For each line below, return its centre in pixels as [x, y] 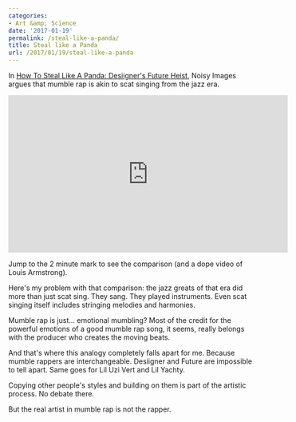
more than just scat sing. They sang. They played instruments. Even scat [128, 296]
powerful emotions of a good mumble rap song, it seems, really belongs [126, 329]
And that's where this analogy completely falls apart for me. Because [122, 353]
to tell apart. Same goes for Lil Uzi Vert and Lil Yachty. [97, 370]
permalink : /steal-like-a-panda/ [64, 38]
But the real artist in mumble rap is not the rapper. [90, 409]
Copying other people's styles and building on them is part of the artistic [127, 385]
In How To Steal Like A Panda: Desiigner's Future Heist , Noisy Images [122, 76]
